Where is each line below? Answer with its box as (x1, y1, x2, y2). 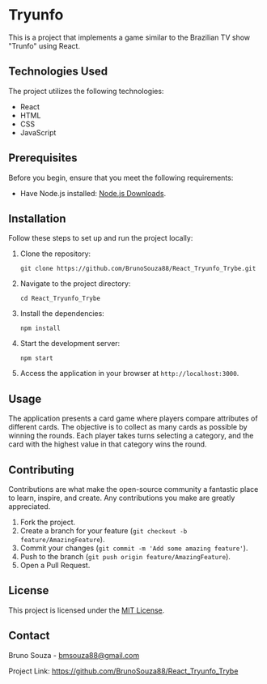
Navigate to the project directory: (19, 279, 131, 289)
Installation (8, 212, 66, 225)
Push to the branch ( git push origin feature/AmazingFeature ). (19, 552, 231, 561)
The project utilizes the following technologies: (8, 86, 164, 96)
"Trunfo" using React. (8, 41, 81, 50)
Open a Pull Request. (19, 561, 91, 570)
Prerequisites (8, 152, 78, 165)
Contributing (8, 463, 74, 477)
